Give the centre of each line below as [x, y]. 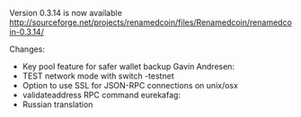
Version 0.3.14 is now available [66, 13]
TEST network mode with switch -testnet [98, 76]
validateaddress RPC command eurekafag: [102, 95]
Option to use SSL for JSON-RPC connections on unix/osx [130, 85]
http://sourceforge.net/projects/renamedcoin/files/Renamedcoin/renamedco [150, 22]
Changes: [27, 49]
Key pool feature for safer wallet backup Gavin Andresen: [128, 67]
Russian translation [58, 104]
